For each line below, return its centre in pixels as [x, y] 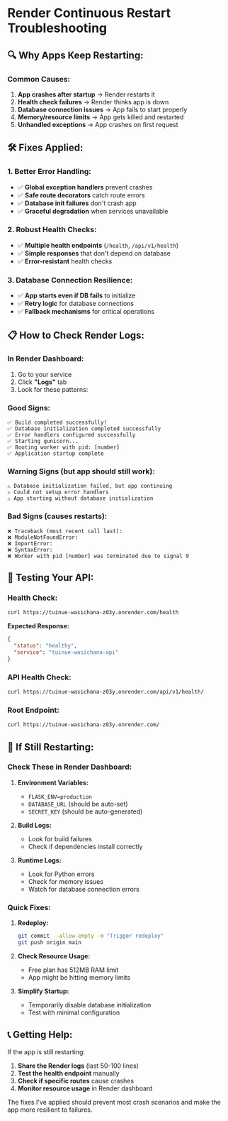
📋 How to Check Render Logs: [76, 335]
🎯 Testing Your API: [51, 578]
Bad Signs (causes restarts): [57, 516]
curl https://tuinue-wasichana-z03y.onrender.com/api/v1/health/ [106, 692]
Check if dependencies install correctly [85, 846]
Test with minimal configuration [74, 1012]
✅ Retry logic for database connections [76, 304]
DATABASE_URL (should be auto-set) [78, 804]
